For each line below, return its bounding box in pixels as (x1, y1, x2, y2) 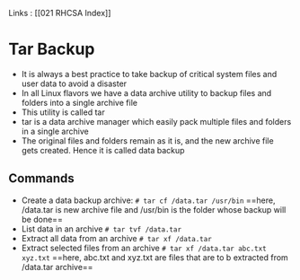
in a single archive (21, 126, 89, 136)
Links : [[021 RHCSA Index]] (8, 8, 111, 18)
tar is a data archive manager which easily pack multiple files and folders (21, 116, 292, 127)
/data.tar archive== (21, 261, 93, 272)
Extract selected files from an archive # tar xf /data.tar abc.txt (21, 242, 267, 253)
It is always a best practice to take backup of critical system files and (21, 68, 278, 79)
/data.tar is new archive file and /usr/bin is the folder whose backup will (21, 204, 287, 214)
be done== (21, 214, 64, 224)
